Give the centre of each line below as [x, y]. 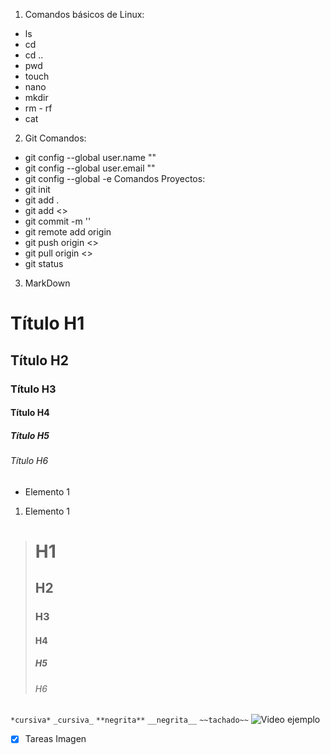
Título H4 [30, 413]
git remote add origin [68, 232]
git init [37, 189]
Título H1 [47, 323]
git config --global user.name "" [90, 157]
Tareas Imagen [55, 739]
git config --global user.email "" [90, 168]
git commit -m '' [58, 221]
